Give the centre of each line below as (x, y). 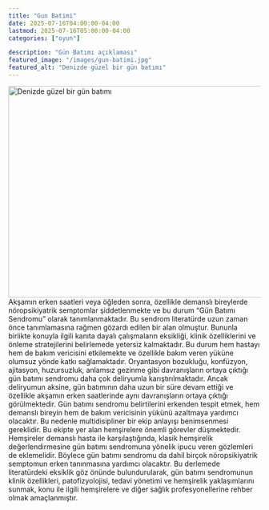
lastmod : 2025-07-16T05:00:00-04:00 (69, 30)
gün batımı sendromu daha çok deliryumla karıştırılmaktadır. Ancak (118, 378)
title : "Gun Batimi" (43, 16)
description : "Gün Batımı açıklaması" (73, 53)
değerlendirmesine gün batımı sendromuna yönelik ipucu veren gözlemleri (131, 447)
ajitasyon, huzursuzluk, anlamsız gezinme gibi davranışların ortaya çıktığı (128, 370)
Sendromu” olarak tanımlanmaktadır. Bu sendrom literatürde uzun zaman (128, 318)
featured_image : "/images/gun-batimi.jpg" (80, 60)
